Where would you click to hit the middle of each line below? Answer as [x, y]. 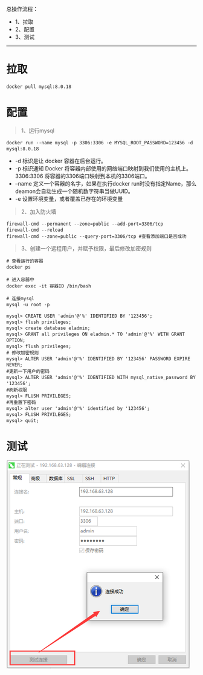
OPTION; [16, 340]
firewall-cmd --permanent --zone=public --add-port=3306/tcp [85, 224]
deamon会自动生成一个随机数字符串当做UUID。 [74, 191]
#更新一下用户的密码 [28, 371]
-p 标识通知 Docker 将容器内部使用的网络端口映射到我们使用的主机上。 [103, 168]
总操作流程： [22, 9]
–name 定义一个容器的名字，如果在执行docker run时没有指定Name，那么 [106, 183]
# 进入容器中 [20, 280]
